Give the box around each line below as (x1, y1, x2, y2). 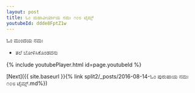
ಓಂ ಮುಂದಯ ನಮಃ (6, 37, 44, 44)
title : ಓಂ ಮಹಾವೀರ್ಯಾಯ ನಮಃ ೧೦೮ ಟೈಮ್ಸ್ (6, 15, 94, 21)
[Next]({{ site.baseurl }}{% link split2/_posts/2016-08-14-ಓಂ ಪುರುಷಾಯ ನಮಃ (6, 73, 189, 80)
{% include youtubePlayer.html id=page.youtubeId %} (6, 61, 142, 69)
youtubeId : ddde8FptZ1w (6, 20, 67, 26)
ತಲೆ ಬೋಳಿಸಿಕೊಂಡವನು (15, 49, 58, 57)
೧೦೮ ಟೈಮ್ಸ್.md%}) (6, 80, 48, 87)
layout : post (6, 9, 40, 15)
